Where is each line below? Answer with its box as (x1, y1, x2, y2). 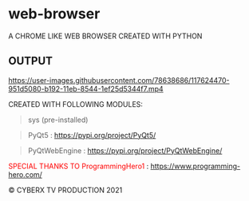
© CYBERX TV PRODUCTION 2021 (8, 185, 123, 195)
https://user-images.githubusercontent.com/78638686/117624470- (8, 75, 230, 85)
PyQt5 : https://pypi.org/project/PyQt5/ (27, 130, 156, 140)
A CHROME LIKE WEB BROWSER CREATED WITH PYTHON (8, 31, 203, 41)
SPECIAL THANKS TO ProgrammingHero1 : (8, 161, 149, 171)
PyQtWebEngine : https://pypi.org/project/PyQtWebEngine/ (27, 145, 223, 156)
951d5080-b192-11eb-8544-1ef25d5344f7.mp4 (8, 84, 164, 93)
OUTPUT (8, 54, 53, 68)
